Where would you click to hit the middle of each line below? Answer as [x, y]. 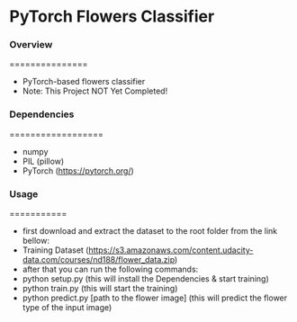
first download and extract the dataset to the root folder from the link [149, 231]
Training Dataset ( [55, 250]
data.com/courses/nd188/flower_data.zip [99, 260]
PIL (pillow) [43, 161]
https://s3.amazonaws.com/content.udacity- [171, 250]
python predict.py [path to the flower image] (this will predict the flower [155, 298]
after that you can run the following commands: [110, 269]
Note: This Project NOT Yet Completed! [95, 91]
